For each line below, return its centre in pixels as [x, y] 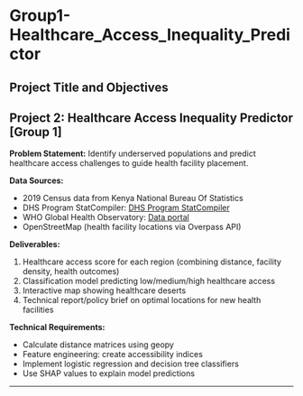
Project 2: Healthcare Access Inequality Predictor [151, 118]
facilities [38, 310]
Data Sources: [37, 180]
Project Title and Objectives [89, 87]
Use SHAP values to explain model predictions [109, 373]
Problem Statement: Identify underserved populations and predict [133, 153]
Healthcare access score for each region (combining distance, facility [152, 262]
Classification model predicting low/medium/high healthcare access [149, 281]
